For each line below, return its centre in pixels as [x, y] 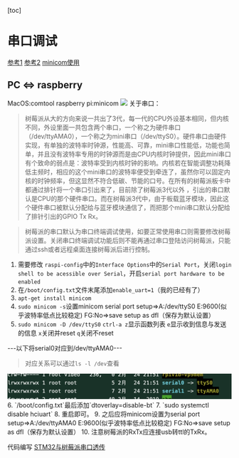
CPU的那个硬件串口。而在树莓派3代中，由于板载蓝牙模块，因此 [130, 198]
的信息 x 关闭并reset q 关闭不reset [65, 333]
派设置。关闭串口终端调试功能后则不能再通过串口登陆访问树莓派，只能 [128, 240]
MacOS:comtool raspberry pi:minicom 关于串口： [84, 103]
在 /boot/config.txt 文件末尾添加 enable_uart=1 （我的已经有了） [111, 290]
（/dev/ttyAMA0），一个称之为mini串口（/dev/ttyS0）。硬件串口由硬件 [126, 136]
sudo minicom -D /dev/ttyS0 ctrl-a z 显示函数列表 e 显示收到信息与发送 [122, 324]
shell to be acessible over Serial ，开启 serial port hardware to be [121, 273]
